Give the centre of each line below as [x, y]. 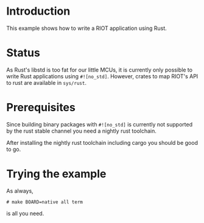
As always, [20, 191]
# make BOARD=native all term [45, 202]
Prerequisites [41, 108]
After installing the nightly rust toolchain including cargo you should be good [102, 142]
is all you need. [25, 213]
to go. [14, 149]
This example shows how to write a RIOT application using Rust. [87, 28]
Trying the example [56, 174]
